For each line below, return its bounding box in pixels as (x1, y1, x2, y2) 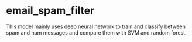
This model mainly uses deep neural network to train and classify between (6, 23, 186, 30)
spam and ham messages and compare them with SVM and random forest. (6, 29, 187, 36)
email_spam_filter (6, 4, 95, 17)
